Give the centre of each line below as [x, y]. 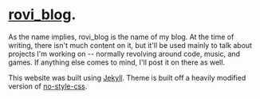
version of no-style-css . [48, 86]
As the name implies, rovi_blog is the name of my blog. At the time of [121, 37]
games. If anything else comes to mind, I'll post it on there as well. [117, 62]
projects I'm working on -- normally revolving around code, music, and [124, 53]
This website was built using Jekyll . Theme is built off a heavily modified [127, 77]
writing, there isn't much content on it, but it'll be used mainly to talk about [130, 45]
